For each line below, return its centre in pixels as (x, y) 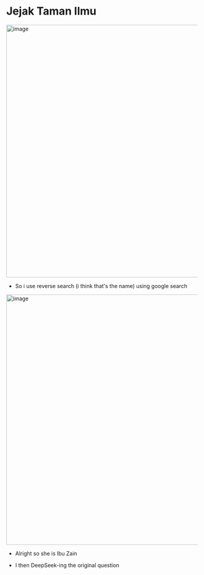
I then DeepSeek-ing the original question (67, 565)
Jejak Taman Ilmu (51, 11)
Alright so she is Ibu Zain (46, 553)
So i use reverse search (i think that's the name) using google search (101, 286)
